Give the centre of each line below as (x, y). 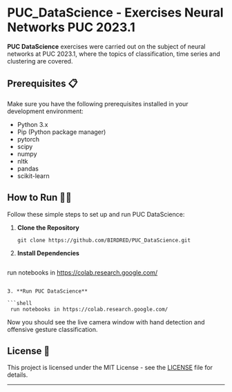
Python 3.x (32, 124)
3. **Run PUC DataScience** (48, 291)
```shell (20, 303)
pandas (28, 168)
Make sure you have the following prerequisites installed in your (98, 104)
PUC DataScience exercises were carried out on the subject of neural (106, 46)
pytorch (28, 139)
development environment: (46, 111)
